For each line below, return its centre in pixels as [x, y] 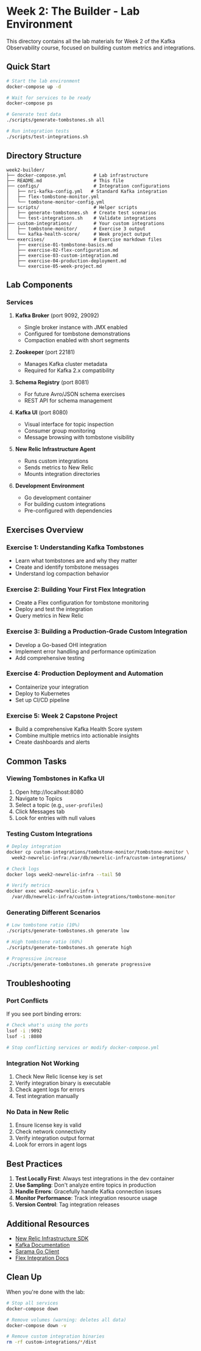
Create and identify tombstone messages [67, 567]
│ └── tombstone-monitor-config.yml [55, 202]
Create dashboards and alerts [52, 742]
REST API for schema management [68, 401]
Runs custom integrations [56, 461]
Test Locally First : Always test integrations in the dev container [95, 1179]
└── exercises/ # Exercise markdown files [84, 240]
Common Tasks [37, 761]
